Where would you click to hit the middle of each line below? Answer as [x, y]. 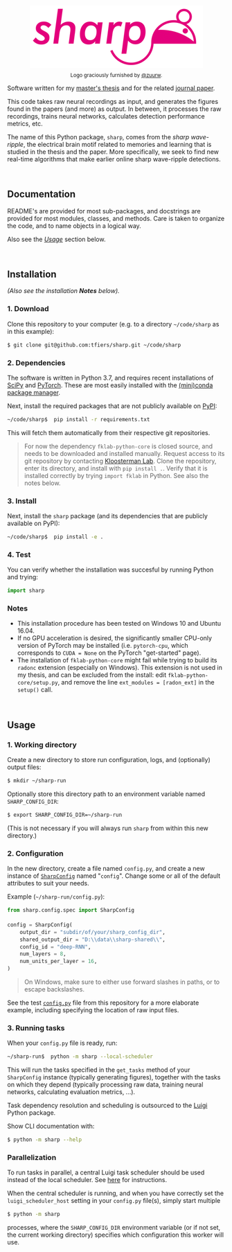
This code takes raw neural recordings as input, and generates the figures [113, 101]
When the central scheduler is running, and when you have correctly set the [115, 1193]
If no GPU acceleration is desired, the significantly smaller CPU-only [115, 638]
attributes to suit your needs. [48, 883]
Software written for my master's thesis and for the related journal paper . [111, 88]
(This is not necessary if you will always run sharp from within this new [108, 828]
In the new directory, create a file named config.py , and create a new [106, 869]
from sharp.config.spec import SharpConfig [71, 910]
